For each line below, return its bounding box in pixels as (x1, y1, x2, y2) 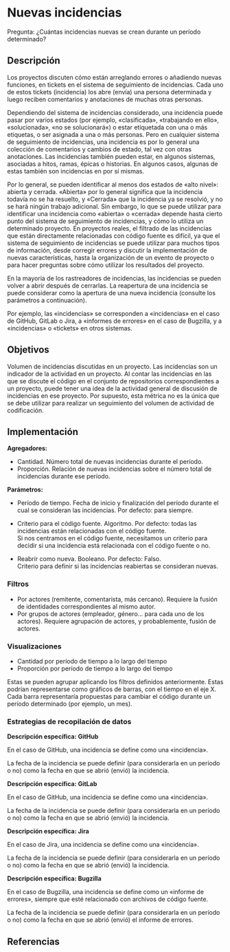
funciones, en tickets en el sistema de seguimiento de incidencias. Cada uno (7, 81, 224, 89)
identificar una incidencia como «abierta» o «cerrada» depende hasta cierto (7, 209, 223, 218)
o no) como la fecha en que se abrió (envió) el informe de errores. (7, 916, 194, 924)
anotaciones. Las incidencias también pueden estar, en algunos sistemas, (7, 152, 216, 160)
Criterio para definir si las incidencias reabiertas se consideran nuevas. (16, 562, 218, 571)
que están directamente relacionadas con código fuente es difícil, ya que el (7, 231, 220, 240)
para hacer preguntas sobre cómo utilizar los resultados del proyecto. (7, 260, 205, 269)
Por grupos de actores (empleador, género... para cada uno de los (16, 609, 205, 617)
